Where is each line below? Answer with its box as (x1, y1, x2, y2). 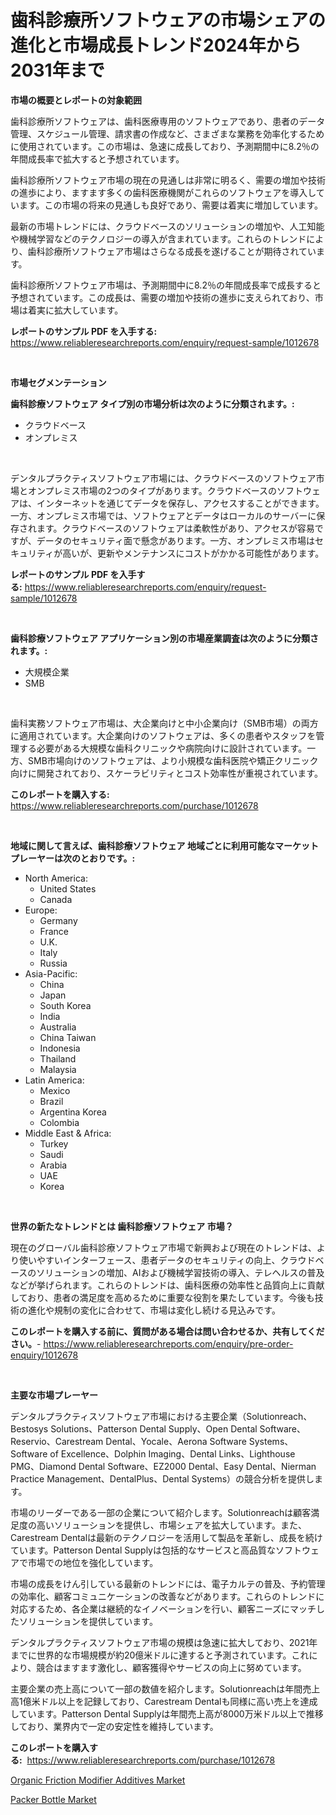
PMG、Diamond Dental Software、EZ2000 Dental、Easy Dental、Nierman (10, 1460, 317, 1472)
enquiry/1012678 (10, 1349, 79, 1361)
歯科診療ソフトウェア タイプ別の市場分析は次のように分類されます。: (10, 397, 295, 410)
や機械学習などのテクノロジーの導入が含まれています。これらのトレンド (10, 232, 307, 245)
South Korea (39, 999, 92, 1011)
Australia (39, 1021, 77, 1033)
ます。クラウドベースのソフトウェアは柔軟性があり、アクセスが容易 (36, 522, 315, 534)
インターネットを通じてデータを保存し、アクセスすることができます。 (36, 497, 325, 509)
